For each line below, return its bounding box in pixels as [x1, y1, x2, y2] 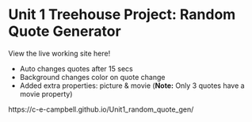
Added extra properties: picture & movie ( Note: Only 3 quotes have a [19, 81, 245, 90]
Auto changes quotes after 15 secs [19, 63, 133, 73]
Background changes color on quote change [19, 72, 166, 82]
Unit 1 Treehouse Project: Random [8, 6, 236, 24]
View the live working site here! [8, 48, 111, 58]
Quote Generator [8, 22, 121, 40]
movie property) [19, 89, 73, 98]
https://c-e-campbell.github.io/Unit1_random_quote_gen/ [8, 105, 194, 114]
